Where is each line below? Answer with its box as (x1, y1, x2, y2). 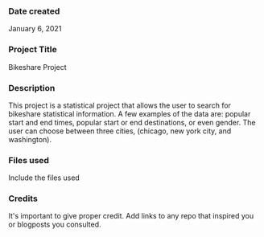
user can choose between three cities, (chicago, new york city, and (8, 126, 232, 136)
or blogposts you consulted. (8, 219, 102, 230)
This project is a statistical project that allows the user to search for (8, 100, 232, 110)
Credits (8, 193, 38, 204)
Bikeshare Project (8, 62, 67, 72)
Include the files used (8, 173, 80, 182)
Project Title (8, 44, 58, 55)
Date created (8, 6, 60, 17)
